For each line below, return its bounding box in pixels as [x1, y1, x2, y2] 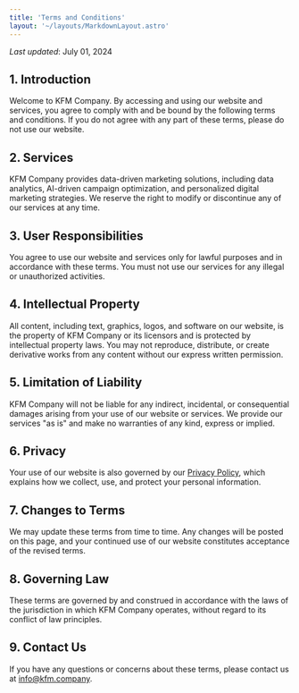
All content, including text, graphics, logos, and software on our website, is [9, 320, 284, 331]
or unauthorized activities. [9, 270, 105, 282]
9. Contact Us [9, 640, 87, 655]
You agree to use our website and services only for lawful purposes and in [9, 251, 283, 262]
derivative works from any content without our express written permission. [9, 349, 284, 359]
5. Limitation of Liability [9, 375, 143, 390]
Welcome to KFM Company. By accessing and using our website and [9, 96, 263, 106]
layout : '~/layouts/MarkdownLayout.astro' [9, 21, 170, 30]
